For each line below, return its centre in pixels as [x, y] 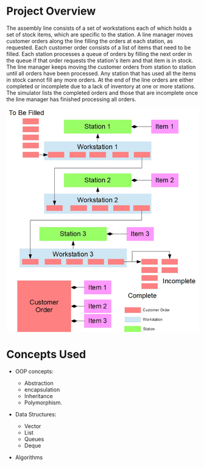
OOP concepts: [34, 371]
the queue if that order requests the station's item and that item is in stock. [100, 60]
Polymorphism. [43, 402]
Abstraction [39, 383]
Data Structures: [36, 415]
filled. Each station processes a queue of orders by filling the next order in [99, 54]
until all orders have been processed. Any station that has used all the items [101, 73]
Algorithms [29, 457]
